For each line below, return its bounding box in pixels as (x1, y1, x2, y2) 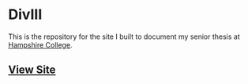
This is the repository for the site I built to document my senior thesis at (8, 32, 240, 41)
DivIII (8, 6, 43, 24)
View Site (8, 63, 56, 77)
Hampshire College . (8, 40, 73, 49)
